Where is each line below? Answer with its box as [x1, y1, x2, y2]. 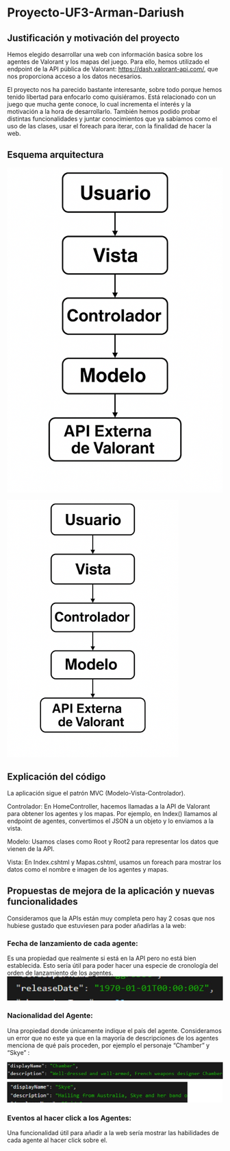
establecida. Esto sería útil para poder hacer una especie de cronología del [7, 962, 218, 970]
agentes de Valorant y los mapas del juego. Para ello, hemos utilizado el [7, 58, 210, 66]
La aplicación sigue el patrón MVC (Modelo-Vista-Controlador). [7, 789, 186, 797]
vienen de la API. [7, 844, 55, 852]
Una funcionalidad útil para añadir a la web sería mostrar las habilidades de [7, 1128, 219, 1137]
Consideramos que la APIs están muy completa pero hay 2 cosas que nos [7, 914, 216, 922]
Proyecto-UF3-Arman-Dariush [7, 5, 185, 21]
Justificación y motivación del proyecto [7, 32, 180, 44]
